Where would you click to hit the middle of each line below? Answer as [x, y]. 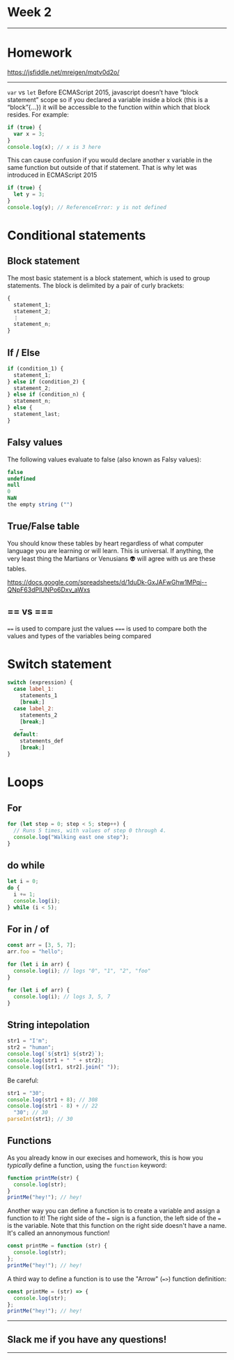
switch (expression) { [40, 682]
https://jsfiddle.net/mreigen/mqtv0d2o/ [63, 72]
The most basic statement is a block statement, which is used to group [109, 278]
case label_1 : [34, 689]
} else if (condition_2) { [46, 382]
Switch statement [60, 664]
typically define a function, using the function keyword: [87, 1165]
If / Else [24, 353]
